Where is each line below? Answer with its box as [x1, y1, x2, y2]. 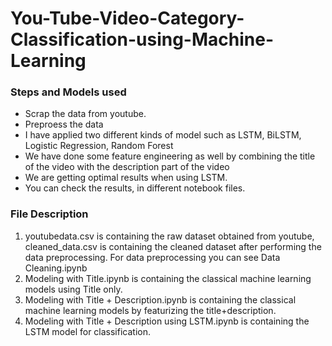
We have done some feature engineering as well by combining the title [24, 150, 316, 162]
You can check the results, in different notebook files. [24, 182, 246, 194]
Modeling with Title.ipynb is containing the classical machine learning [24, 272, 312, 284]
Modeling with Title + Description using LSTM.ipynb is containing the [24, 315, 310, 327]
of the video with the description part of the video [24, 161, 230, 173]
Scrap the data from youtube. [24, 108, 147, 120]
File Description [10, 207, 89, 221]
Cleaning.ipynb [24, 262, 88, 274]
